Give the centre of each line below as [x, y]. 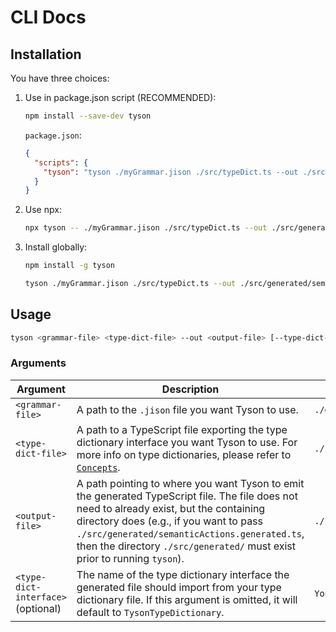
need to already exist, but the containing [171, 508]
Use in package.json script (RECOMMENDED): [120, 97]
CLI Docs [48, 17]
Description [190, 389]
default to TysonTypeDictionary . [150, 612]
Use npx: [43, 210]
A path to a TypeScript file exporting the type [182, 429]
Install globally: [56, 247]
